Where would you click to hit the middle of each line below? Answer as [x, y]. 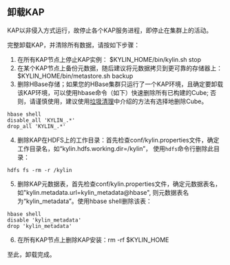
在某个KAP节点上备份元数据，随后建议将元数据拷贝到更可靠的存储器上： [119, 68]
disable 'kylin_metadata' [44, 220]
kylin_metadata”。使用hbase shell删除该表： [89, 201]
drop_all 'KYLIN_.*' [37, 126]
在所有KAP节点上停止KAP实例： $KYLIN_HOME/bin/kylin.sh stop [109, 59]
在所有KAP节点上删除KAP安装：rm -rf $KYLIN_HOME [93, 240]
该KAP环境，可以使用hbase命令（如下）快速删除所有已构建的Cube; [113, 92]
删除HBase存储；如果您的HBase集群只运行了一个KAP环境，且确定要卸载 [120, 84]
